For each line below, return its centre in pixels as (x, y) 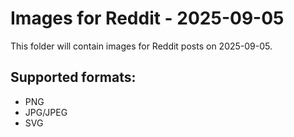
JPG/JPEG (46, 112)
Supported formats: (73, 77)
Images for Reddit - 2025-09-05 (147, 18)
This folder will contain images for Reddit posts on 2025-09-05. (141, 46)
